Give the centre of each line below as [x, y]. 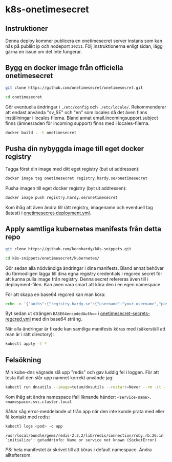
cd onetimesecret [24, 97]
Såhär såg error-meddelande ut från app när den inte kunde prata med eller [85, 411]
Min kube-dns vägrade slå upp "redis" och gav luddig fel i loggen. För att [82, 372]
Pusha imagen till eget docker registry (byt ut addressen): [66, 188]
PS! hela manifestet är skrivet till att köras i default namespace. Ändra [79, 449]
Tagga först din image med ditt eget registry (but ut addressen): [72, 169]
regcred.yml [18, 319]
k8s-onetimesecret [47, 10]
